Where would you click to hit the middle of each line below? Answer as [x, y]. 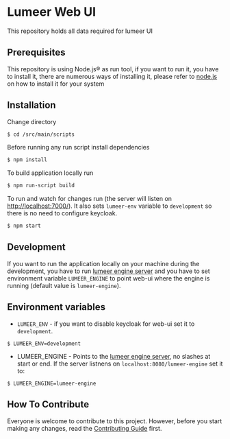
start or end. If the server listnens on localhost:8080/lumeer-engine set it [120, 364]
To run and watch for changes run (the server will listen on [90, 199]
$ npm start [24, 226]
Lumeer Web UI [52, 12]
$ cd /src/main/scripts [41, 134]
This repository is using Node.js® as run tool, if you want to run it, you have [113, 69]
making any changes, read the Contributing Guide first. [85, 428]
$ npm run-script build [41, 186]
